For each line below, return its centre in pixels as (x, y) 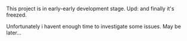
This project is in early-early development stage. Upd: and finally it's (90, 9)
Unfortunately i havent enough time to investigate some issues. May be (93, 26)
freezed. (16, 15)
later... (14, 33)
